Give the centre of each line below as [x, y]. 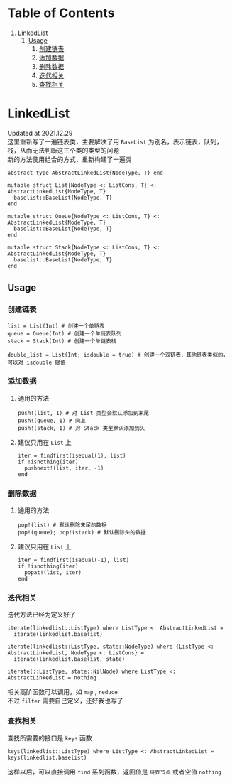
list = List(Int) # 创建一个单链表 [56, 326]
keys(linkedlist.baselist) [47, 757]
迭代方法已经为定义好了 [42, 615]
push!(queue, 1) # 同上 [52, 421]
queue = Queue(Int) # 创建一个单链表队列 [65, 333]
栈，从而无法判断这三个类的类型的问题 [63, 150]
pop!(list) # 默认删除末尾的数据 [62, 525]
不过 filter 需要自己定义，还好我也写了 [65, 701]
